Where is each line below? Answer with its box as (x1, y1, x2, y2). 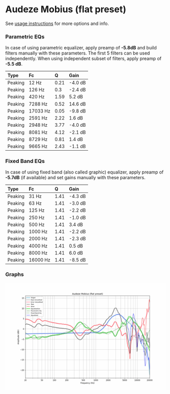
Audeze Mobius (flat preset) (5, 4, 126, 15)
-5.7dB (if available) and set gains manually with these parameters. (5, 175, 146, 181)
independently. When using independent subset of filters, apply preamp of (5, 55, 162, 62)
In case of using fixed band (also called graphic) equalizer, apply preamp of (5, 169, 164, 175)
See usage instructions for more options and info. (5, 20, 109, 26)
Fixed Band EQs (5, 157, 45, 164)
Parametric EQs (5, 33, 45, 40)
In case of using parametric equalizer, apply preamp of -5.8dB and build (5, 45, 157, 51)
